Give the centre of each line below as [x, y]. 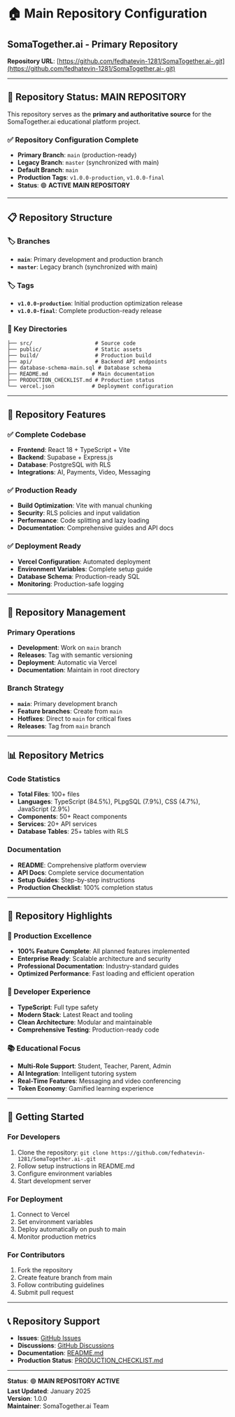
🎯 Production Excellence [50, 936]
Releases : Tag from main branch [64, 726]
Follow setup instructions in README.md [76, 1166]
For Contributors [36, 1255]
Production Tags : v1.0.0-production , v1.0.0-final [91, 178]
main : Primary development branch [67, 703]
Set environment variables [55, 1221]
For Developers [34, 1137]
